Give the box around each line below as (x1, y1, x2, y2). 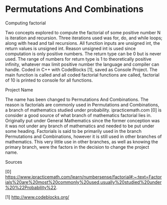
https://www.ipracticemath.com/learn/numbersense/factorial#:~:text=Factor (5, 174, 162, 180)
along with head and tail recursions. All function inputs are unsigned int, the (5, 40, 161, 46)
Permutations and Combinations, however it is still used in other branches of (5, 133, 162, 139)
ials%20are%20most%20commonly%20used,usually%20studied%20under (5, 179, 162, 185)
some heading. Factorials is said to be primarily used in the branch (5, 128, 142, 134)
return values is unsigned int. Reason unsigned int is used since (5, 45, 136, 51)
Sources (5, 159, 22, 165)
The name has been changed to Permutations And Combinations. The (5, 96, 149, 102)
